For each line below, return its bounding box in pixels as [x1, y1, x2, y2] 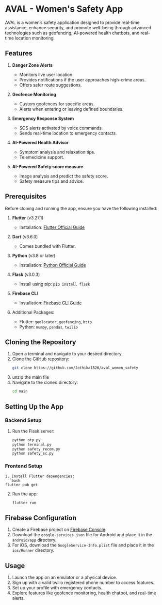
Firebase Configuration [5, 513, 77, 522]
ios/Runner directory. [12, 547, 55, 553]
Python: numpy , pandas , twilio [19, 324, 78, 330]
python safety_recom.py [12, 447, 61, 451]
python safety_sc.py [12, 451, 54, 456]
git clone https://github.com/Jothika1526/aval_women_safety [12, 366, 139, 371]
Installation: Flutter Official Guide [19, 224, 85, 230]
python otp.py [12, 437, 41, 442]
